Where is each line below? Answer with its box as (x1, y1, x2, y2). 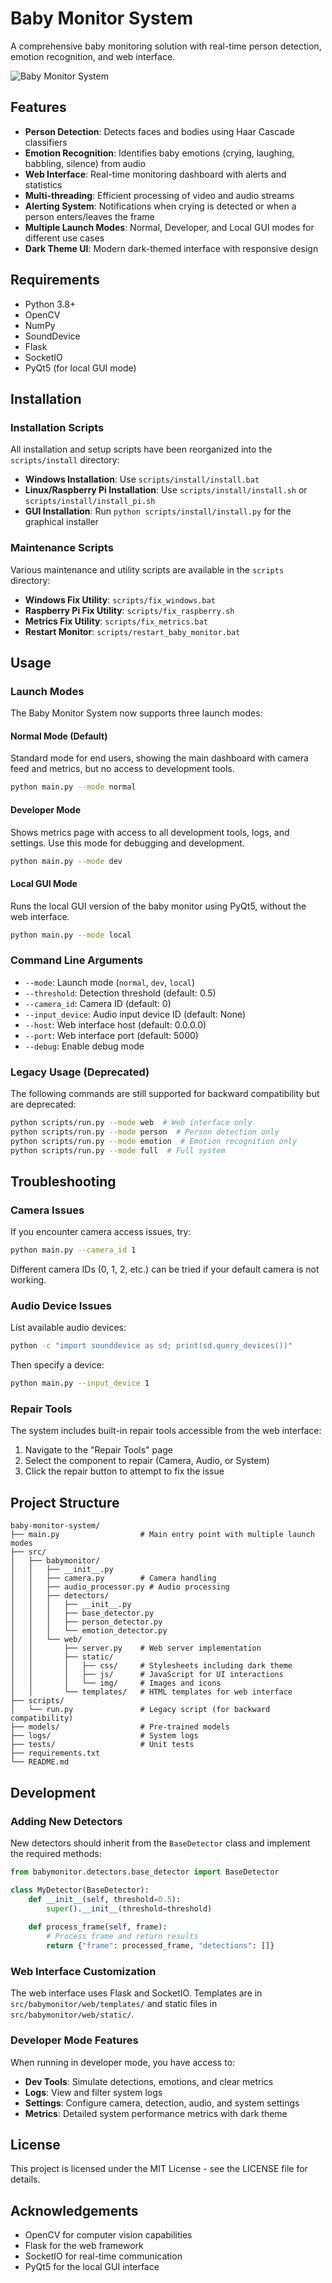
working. (10, 1274, 47, 1286)
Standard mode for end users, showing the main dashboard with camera (10, 752, 309, 764)
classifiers (24, 136, 68, 148)
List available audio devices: (10, 1322, 127, 1334)
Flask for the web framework (24, 2240, 144, 2252)
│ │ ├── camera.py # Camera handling (10, 1573, 217, 1584)
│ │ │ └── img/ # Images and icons (10, 1678, 222, 1689)
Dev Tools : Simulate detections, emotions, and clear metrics (24, 2075, 274, 2087)
